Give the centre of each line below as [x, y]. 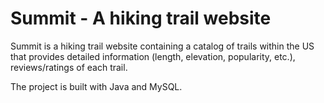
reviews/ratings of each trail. [69, 67]
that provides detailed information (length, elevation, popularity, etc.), [153, 56]
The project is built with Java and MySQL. [96, 86]
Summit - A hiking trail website [141, 18]
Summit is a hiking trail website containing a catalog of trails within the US [162, 46]
